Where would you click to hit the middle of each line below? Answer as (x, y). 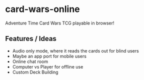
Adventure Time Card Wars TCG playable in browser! (60, 23)
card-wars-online (42, 9)
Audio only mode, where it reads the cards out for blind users (75, 50)
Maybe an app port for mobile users (49, 56)
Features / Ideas (31, 39)
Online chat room (30, 61)
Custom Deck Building (35, 72)
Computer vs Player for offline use (48, 66)
